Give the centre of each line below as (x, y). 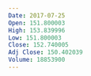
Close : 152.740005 (38, 45)
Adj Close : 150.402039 (45, 52)
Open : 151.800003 (37, 23)
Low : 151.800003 (35, 38)
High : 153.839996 (37, 30)
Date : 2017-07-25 (37, 15)
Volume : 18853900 (37, 60)
